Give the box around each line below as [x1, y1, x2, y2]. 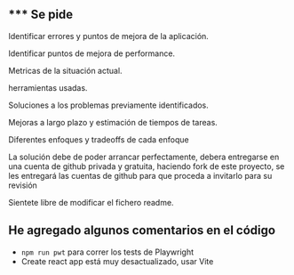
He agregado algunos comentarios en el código [8, 222, 276, 239]
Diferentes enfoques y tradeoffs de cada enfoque [8, 133, 189, 145]
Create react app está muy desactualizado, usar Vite [20, 255, 214, 266]
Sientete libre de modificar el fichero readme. [8, 197, 174, 207]
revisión [8, 180, 37, 190]
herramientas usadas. [8, 82, 88, 93]
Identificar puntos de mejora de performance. [8, 48, 175, 59]
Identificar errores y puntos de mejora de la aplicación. [8, 30, 210, 41]
